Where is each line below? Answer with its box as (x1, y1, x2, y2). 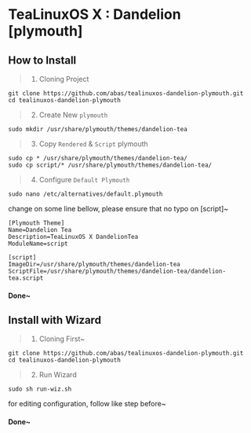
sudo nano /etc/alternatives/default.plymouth (8, 190, 163, 198)
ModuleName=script (8, 240, 68, 248)
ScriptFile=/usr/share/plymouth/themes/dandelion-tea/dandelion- (8, 267, 226, 275)
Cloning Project (38, 75, 89, 83)
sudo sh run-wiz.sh (8, 385, 72, 394)
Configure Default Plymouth (38, 175, 130, 184)
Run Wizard (38, 370, 77, 380)
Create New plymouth (38, 110, 108, 119)
